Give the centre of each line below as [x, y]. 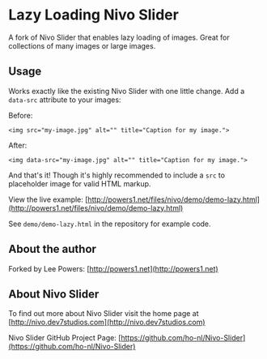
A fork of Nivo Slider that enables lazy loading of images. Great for [119, 37]
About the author [53, 249]
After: [18, 145]
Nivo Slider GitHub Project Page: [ [65, 338]
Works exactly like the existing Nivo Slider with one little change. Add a [127, 91]
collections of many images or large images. [82, 45]
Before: [21, 115]
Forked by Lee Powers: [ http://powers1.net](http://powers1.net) [113, 268]
